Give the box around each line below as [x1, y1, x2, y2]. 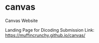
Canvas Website [5, 18, 38, 23]
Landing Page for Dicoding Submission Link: [5, 27, 95, 33]
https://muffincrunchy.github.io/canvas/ [5, 32, 86, 38]
